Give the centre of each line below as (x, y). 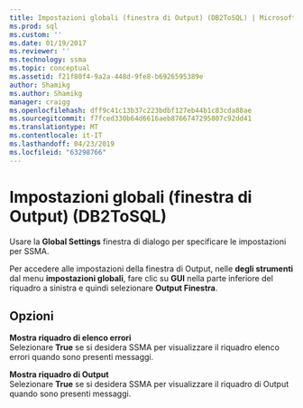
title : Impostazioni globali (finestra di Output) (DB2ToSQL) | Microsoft (153, 18)
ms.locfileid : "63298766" (58, 152)
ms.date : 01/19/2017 (48, 43)
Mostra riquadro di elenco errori (70, 338)
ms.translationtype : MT (54, 128)
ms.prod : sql (34, 26)
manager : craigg (40, 102)
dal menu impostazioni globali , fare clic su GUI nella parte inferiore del (141, 278)
